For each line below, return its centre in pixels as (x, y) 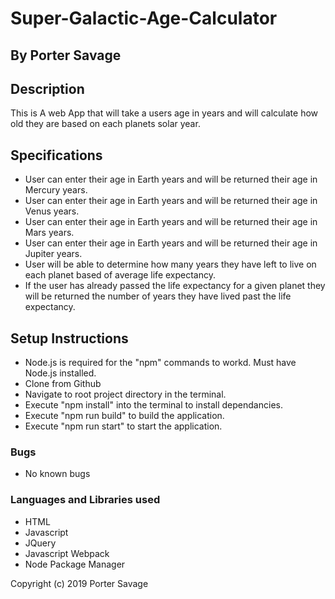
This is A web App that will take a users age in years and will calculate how (164, 113)
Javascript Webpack (67, 553)
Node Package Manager (75, 564)
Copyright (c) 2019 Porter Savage (79, 583)
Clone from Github (63, 384)
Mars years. (49, 233)
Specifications (56, 155)
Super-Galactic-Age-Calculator (144, 18)
